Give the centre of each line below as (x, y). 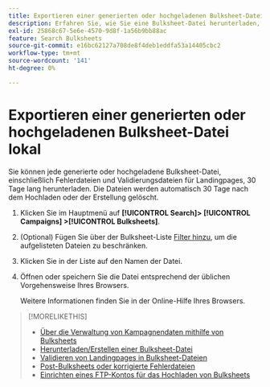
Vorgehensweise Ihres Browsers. (74, 285)
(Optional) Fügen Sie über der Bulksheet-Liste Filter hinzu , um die (128, 237)
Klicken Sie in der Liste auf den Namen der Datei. (101, 261)
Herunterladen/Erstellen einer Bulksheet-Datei (116, 349)
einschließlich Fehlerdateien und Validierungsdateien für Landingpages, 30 (132, 180)
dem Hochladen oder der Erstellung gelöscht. (84, 197)
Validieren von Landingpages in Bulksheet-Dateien (123, 357)
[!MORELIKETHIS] (57, 316)
